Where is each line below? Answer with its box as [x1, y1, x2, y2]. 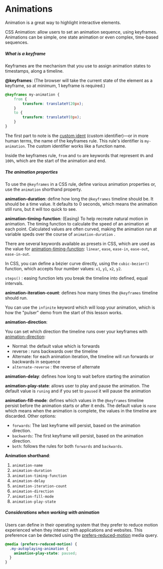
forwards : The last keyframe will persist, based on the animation [12, 422, 141, 428]
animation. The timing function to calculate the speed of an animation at [5, 221, 149, 226]
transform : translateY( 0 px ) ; [22, 115, 82, 120]
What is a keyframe [5, 50, 46, 57]
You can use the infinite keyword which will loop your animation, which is [5, 304, 155, 310]
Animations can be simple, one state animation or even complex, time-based [5, 34, 159, 40]
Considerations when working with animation [5, 509, 100, 515]
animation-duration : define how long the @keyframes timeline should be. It [5, 196, 154, 202]
